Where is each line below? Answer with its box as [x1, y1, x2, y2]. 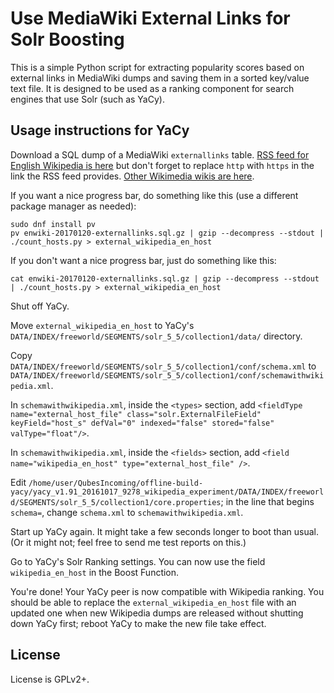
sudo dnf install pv [10, 219, 97, 229]
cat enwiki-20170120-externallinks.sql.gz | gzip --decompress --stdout [10, 273, 320, 284]
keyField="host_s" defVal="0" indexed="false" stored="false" [10, 418, 275, 428]
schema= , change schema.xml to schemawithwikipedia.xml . [10, 506, 244, 518]
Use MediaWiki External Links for [10, 7, 291, 30]
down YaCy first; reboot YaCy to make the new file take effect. [10, 617, 267, 629]
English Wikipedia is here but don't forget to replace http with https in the [10, 159, 315, 171]
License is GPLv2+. [10, 673, 90, 685]
